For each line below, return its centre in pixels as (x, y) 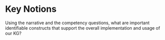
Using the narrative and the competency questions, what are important (77, 23)
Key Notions (31, 9)
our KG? (13, 33)
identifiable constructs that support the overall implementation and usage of (82, 28)
